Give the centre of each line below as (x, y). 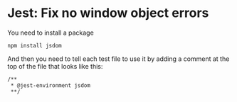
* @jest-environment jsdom (51, 85)
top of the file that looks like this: (55, 66)
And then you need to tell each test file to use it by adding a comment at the (118, 59)
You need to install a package (51, 33)
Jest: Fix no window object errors (108, 13)
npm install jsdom (35, 45)
